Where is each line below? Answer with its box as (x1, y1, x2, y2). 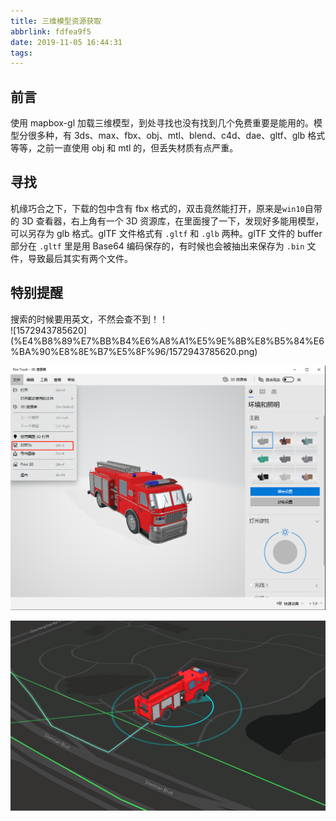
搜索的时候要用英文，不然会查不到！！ (10, 313, 168, 325)
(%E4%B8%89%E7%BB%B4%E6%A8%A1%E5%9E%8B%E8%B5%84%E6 (10, 335, 325, 347)
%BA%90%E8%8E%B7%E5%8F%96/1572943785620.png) (10, 345, 258, 357)
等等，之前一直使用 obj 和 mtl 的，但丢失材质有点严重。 (10, 142, 239, 154)
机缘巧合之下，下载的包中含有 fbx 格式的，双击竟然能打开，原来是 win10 (10, 202, 305, 214)
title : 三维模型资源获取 (10, 16, 102, 26)
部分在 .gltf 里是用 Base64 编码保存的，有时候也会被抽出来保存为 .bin (10, 240, 305, 252)
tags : (10, 48, 33, 58)
